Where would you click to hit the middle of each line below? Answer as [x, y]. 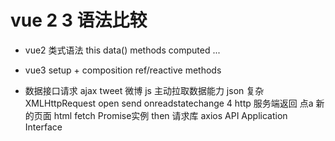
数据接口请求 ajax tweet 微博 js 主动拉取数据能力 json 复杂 [144, 90]
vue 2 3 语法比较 [79, 20]
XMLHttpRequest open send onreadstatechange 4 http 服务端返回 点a [169, 103]
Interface [43, 127]
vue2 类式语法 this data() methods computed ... [122, 50]
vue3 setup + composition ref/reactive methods [123, 70]
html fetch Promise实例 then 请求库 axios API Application [170, 115]
